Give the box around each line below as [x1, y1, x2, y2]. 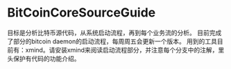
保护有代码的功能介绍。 [12, 54, 80, 63]
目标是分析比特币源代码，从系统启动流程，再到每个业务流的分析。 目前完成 [7, 28, 222, 37]
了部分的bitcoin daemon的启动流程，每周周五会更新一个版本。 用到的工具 [7, 37, 217, 46]
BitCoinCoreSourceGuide [7, 5, 156, 21]
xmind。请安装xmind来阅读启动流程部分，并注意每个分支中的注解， [25, 46, 219, 54]
